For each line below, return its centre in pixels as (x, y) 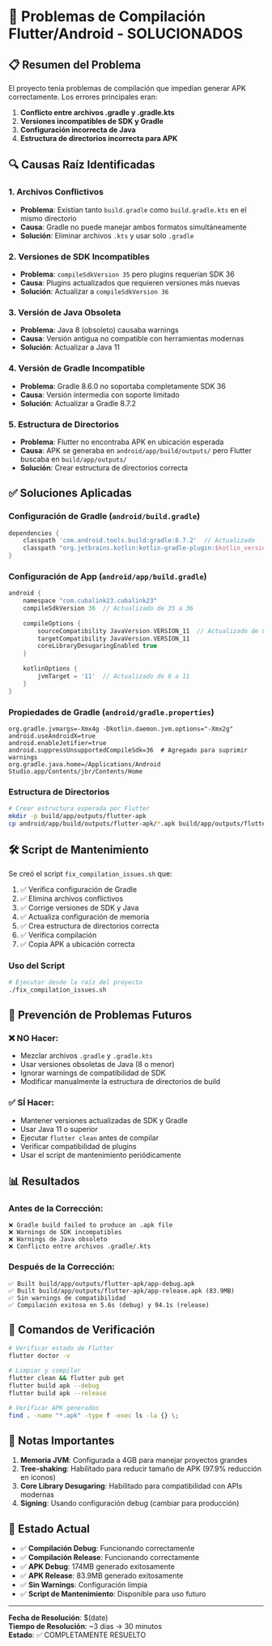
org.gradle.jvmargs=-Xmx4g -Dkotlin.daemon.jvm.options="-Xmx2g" (121, 729)
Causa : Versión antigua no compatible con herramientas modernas (132, 339)
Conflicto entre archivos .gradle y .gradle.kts (98, 112)
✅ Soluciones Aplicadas (70, 493)
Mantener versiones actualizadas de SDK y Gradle (104, 1120)
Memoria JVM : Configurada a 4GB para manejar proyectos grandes (134, 1460)
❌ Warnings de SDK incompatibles (65, 1232)
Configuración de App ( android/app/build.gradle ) (108, 577)
